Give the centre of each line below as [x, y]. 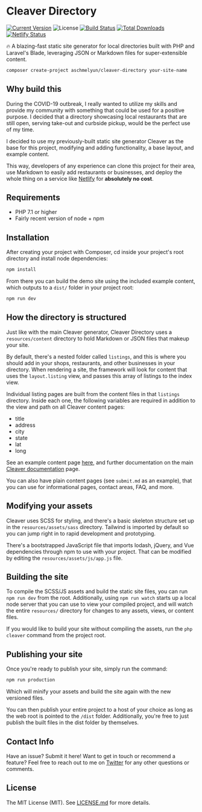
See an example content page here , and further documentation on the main [100, 462]
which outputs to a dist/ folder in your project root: [70, 288]
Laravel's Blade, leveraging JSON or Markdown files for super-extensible [97, 53]
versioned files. [25, 698]
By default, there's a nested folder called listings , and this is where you [96, 356]
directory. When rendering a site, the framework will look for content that [97, 369]
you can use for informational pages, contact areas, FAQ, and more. [90, 487]
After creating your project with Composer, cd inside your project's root [95, 252]
